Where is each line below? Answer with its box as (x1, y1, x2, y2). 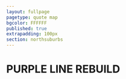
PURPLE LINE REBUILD (6, 62, 121, 76)
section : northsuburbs (6, 37, 63, 42)
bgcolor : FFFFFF (6, 20, 47, 26)
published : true (6, 25, 47, 32)
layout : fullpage (6, 8, 50, 15)
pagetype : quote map (6, 14, 58, 20)
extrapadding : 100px (6, 31, 58, 37)
